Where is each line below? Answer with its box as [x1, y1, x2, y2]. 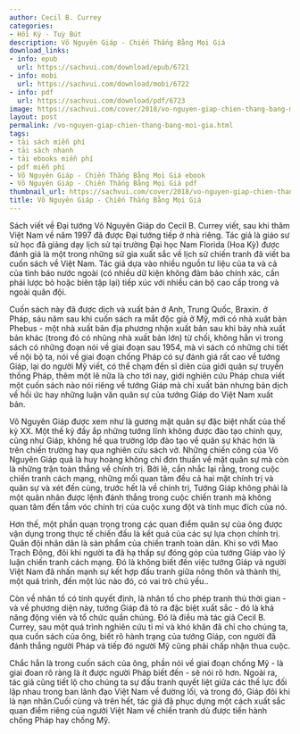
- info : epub [9, 54, 58, 63]
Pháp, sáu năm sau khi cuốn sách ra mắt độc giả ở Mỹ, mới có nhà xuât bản [9, 313, 287, 324]
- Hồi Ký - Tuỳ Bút [9, 29, 82, 38]
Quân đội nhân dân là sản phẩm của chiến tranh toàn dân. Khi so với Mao [9, 538, 279, 548]
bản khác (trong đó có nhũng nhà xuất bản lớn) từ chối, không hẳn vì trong [9, 332, 284, 343]
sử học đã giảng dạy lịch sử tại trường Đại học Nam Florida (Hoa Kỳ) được [9, 238, 280, 250]
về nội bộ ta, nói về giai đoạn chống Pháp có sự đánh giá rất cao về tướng [9, 351, 280, 362]
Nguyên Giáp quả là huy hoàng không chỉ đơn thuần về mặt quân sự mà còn [9, 454, 289, 464]
